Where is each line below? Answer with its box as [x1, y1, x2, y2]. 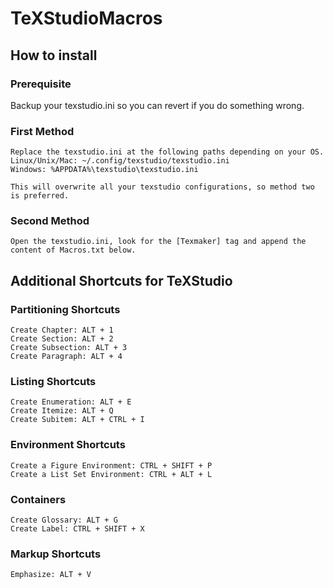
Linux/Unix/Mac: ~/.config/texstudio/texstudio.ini [10, 156, 230, 166]
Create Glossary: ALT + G [10, 515, 118, 526]
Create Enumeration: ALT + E [10, 397, 132, 407]
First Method [10, 124, 75, 138]
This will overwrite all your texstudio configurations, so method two [10, 182, 315, 192]
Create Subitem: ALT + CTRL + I [10, 415, 145, 425]
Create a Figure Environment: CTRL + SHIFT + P [10, 460, 213, 471]
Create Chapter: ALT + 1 [10, 325, 114, 336]
